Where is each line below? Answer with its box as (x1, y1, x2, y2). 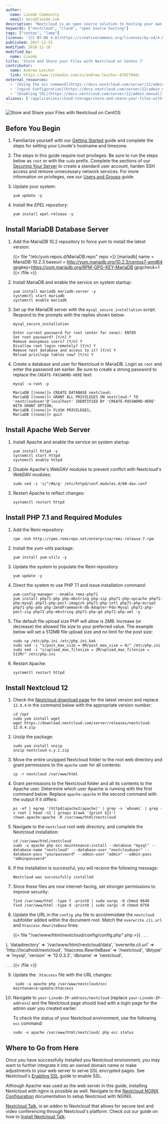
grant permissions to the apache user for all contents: (12, 762, 122, 768)
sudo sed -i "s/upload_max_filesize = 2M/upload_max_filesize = (12, 647, 150, 652)
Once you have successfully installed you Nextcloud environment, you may (5, 1057, 160, 1063)
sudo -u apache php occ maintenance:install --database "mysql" (12, 843, 150, 848)
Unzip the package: (12, 734, 53, 740)
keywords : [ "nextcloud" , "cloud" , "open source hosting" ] (5, 26, 129, 31)
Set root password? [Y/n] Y (12, 334, 71, 340)
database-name (12, 847, 42, 852)
